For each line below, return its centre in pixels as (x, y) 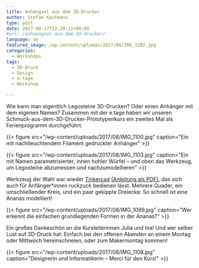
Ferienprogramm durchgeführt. (45, 125)
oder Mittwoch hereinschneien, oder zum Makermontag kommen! (87, 240)
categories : (21, 51)
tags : (13, 62)
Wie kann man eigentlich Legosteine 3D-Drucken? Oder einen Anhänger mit (99, 106)
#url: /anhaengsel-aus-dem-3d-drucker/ (56, 34)
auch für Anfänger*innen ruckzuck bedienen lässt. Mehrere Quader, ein (94, 185)
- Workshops (27, 56)
